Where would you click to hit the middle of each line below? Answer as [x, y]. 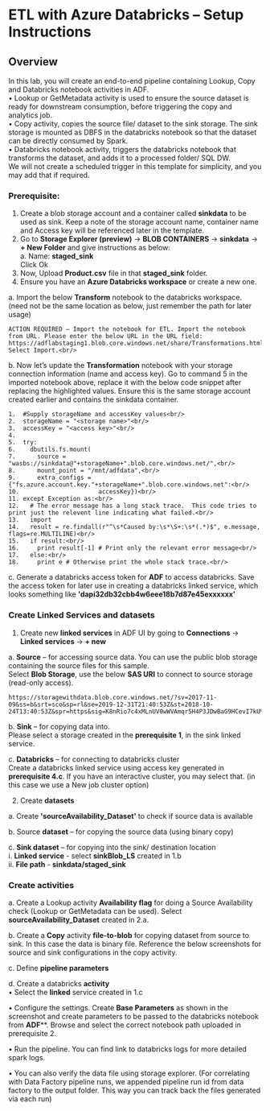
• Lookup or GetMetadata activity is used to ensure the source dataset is [129, 98]
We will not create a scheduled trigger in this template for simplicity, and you [135, 166]
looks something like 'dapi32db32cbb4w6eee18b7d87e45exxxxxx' [122, 594]
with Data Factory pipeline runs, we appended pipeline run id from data [126, 1081]
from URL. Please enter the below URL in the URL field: [106, 337]
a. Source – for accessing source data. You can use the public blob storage [133, 657]
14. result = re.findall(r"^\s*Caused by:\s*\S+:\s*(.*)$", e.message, [135, 527]
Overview [33, 62]
